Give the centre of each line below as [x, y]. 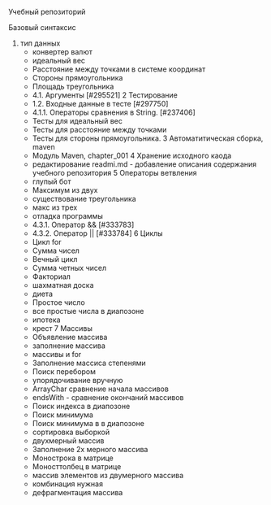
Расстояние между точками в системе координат [119, 69]
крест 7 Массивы [62, 328]
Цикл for [47, 242]
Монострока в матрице [73, 458]
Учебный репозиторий [47, 12]
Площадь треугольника [73, 86]
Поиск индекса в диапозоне [81, 406]
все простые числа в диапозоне [88, 311]
